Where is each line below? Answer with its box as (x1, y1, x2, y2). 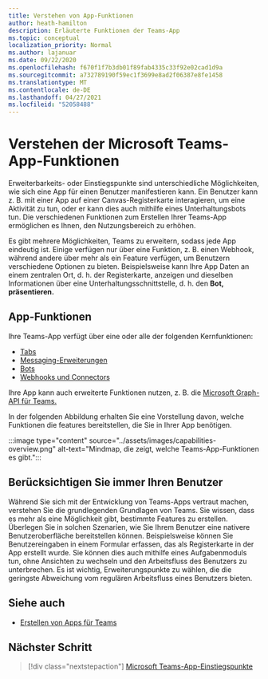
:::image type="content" (8, 436, 88, 445)
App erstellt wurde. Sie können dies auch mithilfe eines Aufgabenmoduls (8, 547, 247, 557)
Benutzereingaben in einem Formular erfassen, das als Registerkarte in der (8, 539, 254, 549)
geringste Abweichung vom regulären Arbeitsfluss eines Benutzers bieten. (8, 573, 253, 582)
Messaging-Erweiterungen (19, 355, 108, 365)
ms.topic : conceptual (8, 34, 81, 42)
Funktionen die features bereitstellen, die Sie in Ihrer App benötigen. (8, 420, 233, 429)
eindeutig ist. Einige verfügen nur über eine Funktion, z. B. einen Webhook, (8, 245, 254, 255)
